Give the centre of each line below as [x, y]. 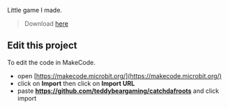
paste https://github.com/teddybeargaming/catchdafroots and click [118, 91]
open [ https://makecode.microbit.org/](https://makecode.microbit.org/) [119, 75]
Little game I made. [35, 10]
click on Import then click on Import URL [76, 83]
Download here [46, 23]
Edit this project [42, 46]
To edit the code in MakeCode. [51, 62]
